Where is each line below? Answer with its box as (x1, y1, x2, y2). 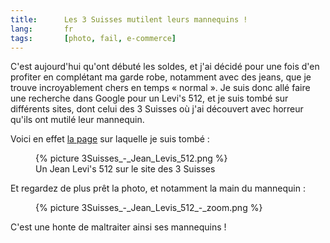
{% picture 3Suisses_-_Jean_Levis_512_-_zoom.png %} (35, 202, 263, 214)
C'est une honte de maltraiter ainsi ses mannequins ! (10, 221, 227, 233)
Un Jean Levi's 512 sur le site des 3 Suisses (35, 163, 216, 175)
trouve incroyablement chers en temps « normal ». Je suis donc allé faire (10, 82, 311, 94)
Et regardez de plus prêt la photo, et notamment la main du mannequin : (10, 182, 306, 195)
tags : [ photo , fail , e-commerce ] (10, 33, 177, 43)
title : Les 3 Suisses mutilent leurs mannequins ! (10, 14, 248, 25)
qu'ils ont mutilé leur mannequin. (10, 114, 145, 126)
